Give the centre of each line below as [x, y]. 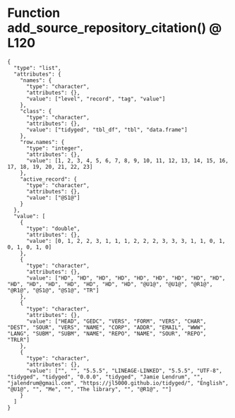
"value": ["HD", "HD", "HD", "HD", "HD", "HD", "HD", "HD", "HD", [126, 278]
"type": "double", [53, 228]
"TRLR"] [19, 340]
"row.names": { [42, 142]
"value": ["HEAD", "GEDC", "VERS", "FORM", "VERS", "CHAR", [116, 321]
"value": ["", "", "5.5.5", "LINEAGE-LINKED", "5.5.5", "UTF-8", [124, 371]
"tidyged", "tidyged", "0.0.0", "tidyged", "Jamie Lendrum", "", [105, 377]
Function [34, 13]
